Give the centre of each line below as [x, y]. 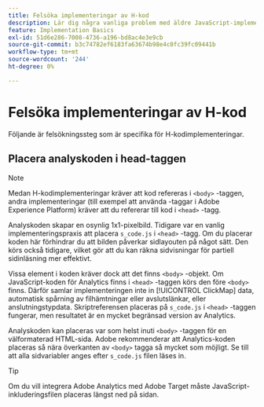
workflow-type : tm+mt [44, 52]
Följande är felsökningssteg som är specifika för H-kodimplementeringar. [126, 134]
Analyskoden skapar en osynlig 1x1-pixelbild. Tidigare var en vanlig [117, 225]
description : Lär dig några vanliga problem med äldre [100, 23]
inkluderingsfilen [35, 394]
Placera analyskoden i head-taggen [97, 159]
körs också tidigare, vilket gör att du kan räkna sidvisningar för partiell [121, 250]
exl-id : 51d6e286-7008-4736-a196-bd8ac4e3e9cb [86, 37]
